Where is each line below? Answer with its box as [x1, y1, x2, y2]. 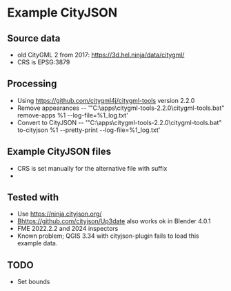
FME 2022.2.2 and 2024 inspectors [17, 225, 119, 233]
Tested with [7, 191, 59, 203]
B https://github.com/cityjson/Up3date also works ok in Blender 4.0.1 [17, 217, 211, 225]
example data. [17, 239, 58, 247]
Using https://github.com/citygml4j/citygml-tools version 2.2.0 [17, 96, 195, 104]
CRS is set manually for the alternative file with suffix [17, 164, 168, 172]
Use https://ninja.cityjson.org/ [17, 209, 102, 218]
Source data [7, 32, 61, 44]
